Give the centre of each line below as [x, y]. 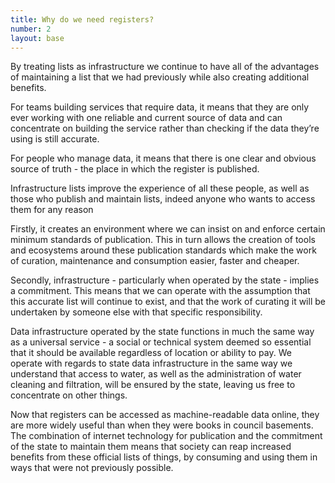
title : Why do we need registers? [82, 19]
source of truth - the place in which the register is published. [135, 169]
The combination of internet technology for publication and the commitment [166, 436]
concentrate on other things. [69, 395]
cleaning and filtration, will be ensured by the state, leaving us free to [153, 385]
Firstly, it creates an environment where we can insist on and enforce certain [168, 229]
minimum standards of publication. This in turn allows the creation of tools [163, 240]
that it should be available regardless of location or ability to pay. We [151, 353]
